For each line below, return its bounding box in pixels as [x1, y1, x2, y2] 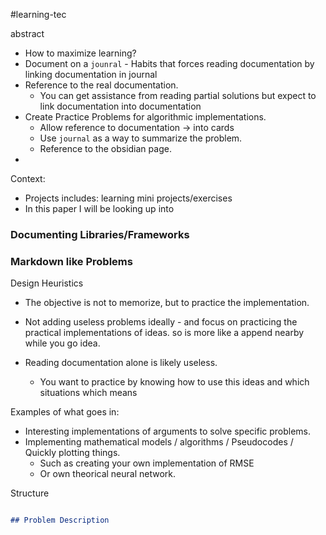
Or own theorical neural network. [39, 468, 177, 480]
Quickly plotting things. [24, 447, 121, 459]
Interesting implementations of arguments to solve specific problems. [24, 425, 312, 438]
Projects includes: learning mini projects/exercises [24, 192, 233, 204]
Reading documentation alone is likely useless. [24, 357, 218, 369]
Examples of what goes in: [10, 406, 120, 418]
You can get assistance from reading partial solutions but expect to [39, 90, 317, 101]
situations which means [39, 387, 138, 399]
